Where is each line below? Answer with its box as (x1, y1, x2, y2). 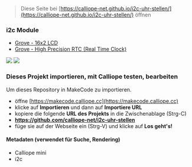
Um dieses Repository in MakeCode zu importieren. (6, 86, 132, 93)
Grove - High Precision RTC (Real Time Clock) (14, 45, 127, 53)
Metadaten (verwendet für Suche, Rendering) (6, 136, 121, 143)
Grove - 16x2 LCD (14, 40, 58, 47)
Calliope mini (14, 149, 47, 156)
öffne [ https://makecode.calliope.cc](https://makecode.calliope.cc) (14, 97, 178, 104)
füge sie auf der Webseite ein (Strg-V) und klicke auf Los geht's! (14, 122, 173, 129)
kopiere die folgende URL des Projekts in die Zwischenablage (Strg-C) (14, 110, 187, 117)
